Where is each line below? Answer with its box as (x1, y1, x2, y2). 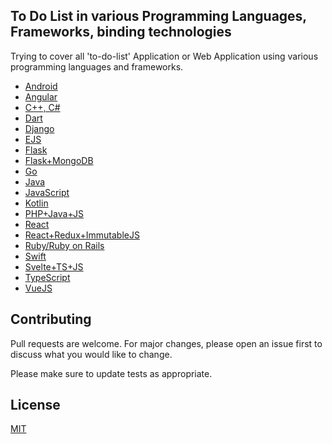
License (10, 397, 61, 414)
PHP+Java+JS (24, 207, 84, 219)
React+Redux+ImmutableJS (24, 229, 140, 241)
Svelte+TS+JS (24, 260, 84, 273)
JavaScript (24, 186, 70, 198)
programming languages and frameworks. (10, 60, 184, 73)
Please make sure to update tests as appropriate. (10, 367, 213, 379)
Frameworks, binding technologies (10, 24, 232, 41)
